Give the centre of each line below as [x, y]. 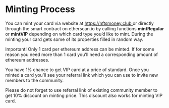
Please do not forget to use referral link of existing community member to [81, 90]
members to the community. [35, 80]
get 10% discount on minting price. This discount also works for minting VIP [84, 95]
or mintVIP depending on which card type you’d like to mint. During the [79, 34]
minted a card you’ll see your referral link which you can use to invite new [82, 75]
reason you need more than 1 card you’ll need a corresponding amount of [81, 55]
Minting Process [40, 9]
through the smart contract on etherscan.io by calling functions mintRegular [84, 28]
